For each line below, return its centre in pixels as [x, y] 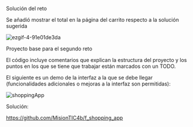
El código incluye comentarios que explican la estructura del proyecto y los [96, 60]
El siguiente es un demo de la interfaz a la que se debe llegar [80, 78]
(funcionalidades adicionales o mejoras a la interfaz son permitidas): [88, 84]
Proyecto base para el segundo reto [49, 49]
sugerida [17, 26]
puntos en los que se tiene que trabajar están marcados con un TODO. [91, 66]
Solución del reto [27, 8]
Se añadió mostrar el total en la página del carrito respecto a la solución [93, 20]
